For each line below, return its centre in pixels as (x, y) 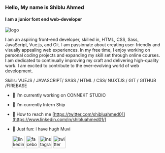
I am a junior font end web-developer (44, 19)
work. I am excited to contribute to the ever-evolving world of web (72, 66)
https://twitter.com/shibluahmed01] (90, 114)
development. (19, 71)
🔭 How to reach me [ (33, 114)
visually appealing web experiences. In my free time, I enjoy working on (78, 50)
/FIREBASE (16, 86)
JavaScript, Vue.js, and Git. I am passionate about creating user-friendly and (83, 45)
